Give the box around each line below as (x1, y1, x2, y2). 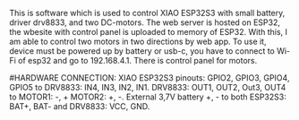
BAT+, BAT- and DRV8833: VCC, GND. (9, 101, 150, 111)
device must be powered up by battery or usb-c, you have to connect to (9, 46, 275, 56)
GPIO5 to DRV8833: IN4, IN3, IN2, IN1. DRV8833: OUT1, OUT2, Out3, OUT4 (9, 82, 286, 92)
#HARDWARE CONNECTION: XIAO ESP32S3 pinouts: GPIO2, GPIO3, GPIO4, (9, 73, 290, 83)
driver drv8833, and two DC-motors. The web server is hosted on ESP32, (9, 17, 280, 28)
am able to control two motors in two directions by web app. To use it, (9, 36, 267, 47)
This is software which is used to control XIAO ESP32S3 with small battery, (9, 8, 286, 18)
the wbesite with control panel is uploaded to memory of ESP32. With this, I (9, 27, 288, 37)
